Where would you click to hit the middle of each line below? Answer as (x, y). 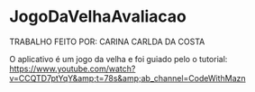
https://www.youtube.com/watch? (73, 69)
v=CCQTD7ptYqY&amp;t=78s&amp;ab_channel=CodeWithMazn (127, 78)
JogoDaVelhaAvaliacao (98, 17)
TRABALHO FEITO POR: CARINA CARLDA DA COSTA (107, 41)
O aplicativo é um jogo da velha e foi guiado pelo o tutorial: (118, 59)
